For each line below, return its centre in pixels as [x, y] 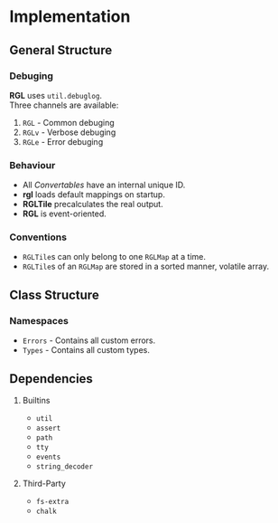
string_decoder [64, 466]
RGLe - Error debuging [63, 141]
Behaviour [32, 165]
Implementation [70, 17]
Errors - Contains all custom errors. [89, 340]
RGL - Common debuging [68, 122]
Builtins [36, 400]
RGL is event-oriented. [64, 214]
